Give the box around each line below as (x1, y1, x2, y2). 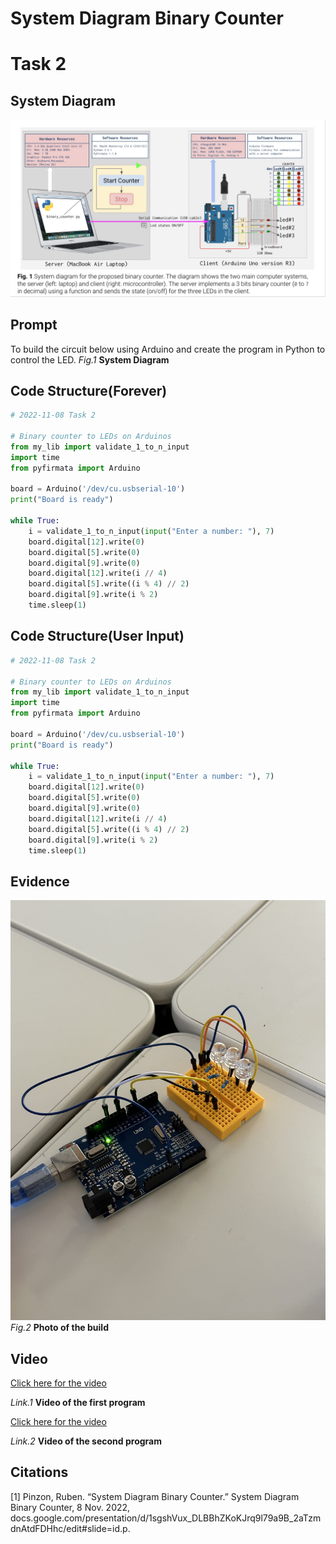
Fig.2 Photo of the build (10, 1322, 109, 1334)
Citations (10, 1464, 69, 1481)
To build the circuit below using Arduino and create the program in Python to (10, 343, 326, 355)
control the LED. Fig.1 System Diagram (10, 353, 170, 366)
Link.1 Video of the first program (10, 1397, 146, 1408)
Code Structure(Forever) (10, 382, 168, 399)
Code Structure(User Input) (10, 628, 185, 645)
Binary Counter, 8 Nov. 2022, (10, 1501, 131, 1513)
